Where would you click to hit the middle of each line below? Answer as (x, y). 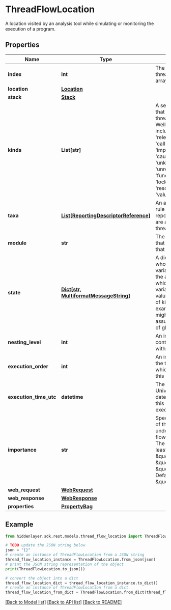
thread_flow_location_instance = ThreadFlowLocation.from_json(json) (81, 560)
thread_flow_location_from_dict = (42, 592)
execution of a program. (31, 29)
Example (19, 525)
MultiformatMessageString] (96, 295)
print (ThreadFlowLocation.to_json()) (45, 569)
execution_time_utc (32, 397)
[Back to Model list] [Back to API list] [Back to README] (64, 602)
